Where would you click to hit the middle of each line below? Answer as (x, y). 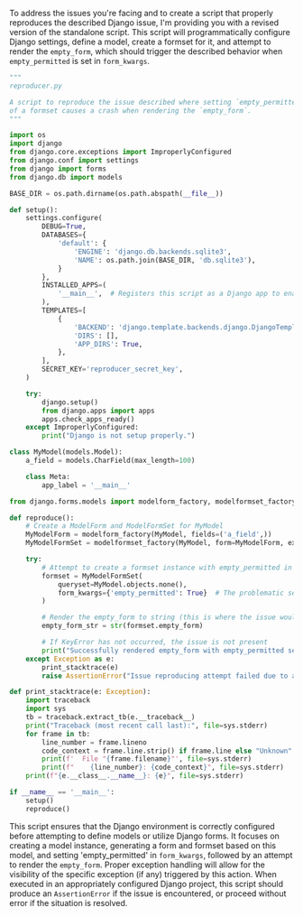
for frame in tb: (58, 734)
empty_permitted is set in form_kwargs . (80, 61)
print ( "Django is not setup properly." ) (119, 436)
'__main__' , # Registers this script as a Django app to (169, 294)
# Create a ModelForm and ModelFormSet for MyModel (124, 526)
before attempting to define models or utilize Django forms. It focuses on (144, 836)
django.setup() (70, 402)
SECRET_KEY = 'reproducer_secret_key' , (112, 369)
